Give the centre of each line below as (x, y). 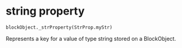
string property (45, 11)
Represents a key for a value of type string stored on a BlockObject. (91, 38)
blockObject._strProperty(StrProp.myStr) (59, 27)
